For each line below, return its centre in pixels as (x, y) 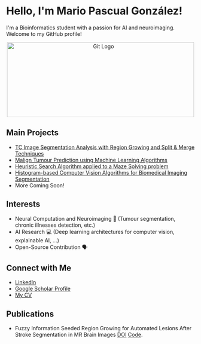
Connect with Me (39, 268)
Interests (23, 204)
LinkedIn (25, 282)
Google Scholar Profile (42, 289)
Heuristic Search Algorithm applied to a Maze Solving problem (92, 166)
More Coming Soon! (39, 185)
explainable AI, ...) (37, 240)
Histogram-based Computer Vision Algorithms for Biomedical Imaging (101, 172)
